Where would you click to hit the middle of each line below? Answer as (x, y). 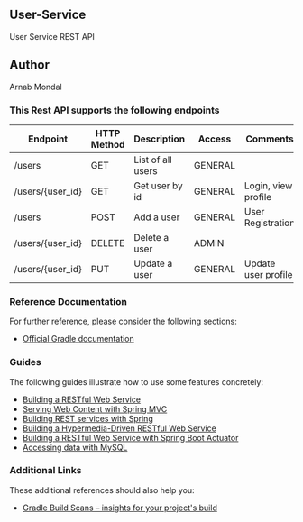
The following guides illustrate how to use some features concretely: (137, 381)
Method (108, 144)
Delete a (151, 237)
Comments (270, 139)
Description (160, 139)
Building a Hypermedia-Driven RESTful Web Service (119, 428)
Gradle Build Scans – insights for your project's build (120, 508)
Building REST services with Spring (87, 418)
